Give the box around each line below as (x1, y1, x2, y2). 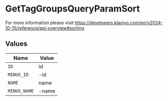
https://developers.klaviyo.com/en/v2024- (75, 20, 163, 26)
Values (5, 40, 28, 48)
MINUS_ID (8, 71, 29, 77)
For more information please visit (5, 20, 74, 26)
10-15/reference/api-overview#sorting (5, 25, 85, 31)
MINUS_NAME (8, 88, 34, 93)
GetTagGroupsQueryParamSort (5, 3, 140, 15)
